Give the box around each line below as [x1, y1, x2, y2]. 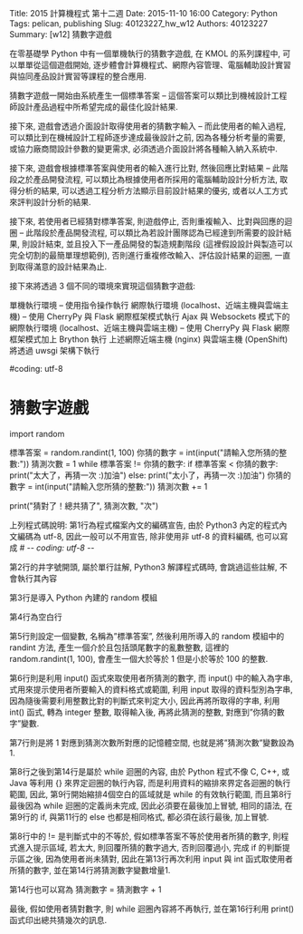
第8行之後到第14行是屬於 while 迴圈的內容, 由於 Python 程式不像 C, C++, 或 [9, 765, 290, 777]
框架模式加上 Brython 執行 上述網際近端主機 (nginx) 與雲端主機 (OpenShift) [9, 334, 289, 345]
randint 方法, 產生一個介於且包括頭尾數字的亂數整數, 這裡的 [9, 642, 230, 653]
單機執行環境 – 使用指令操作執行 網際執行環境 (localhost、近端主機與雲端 [9, 300, 281, 310]
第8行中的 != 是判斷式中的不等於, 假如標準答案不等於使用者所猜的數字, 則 [9, 831, 281, 842]
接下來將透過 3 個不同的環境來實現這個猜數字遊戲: [9, 280, 196, 291]
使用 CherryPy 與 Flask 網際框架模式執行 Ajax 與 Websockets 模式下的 [28, 311, 290, 322]
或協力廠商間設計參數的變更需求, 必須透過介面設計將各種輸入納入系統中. [9, 143, 279, 154]
